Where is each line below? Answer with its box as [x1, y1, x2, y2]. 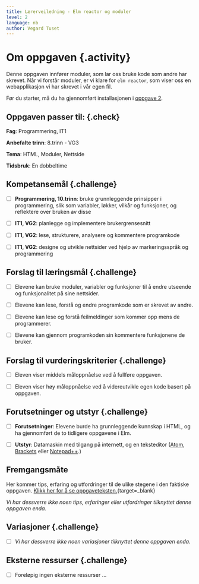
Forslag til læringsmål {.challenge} [6, 267, 137, 277]
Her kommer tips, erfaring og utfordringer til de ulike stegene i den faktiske [6, 481, 189, 488]
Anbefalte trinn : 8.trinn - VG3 [6, 139, 79, 146]
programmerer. [14, 320, 52, 327]
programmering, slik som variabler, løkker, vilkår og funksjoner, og [14, 201, 177, 209]
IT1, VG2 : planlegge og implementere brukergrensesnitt [14, 219, 151, 226]
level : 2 [6, 14, 28, 20]
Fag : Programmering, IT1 [6, 128, 67, 134]
